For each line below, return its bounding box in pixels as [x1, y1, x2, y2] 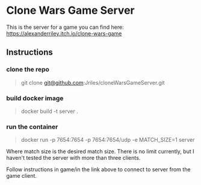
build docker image [6, 94, 64, 102]
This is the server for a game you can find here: [6, 23, 125, 31]
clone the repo [6, 65, 50, 74]
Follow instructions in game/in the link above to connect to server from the [6, 166, 191, 173]
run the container [6, 123, 58, 131]
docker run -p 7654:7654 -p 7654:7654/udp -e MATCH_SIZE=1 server [20, 136, 195, 144]
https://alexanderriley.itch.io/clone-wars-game [6, 29, 122, 37]
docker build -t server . [20, 108, 78, 115]
